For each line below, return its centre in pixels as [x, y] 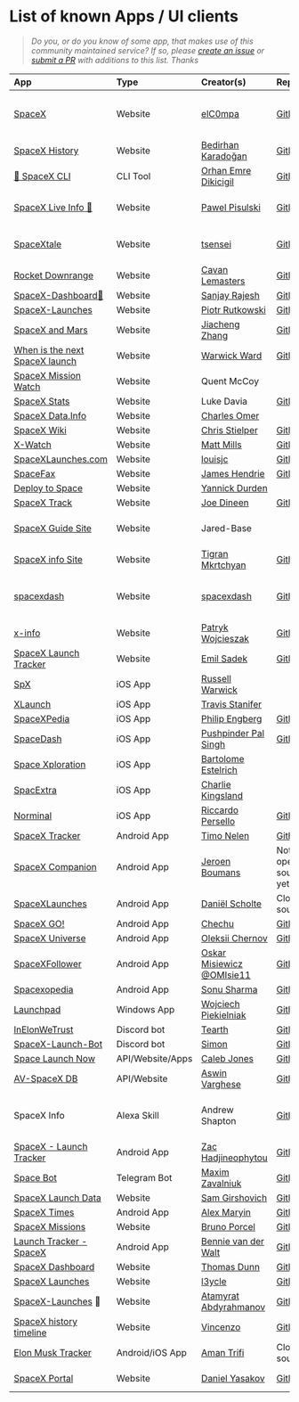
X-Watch [32, 445]
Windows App [145, 1009]
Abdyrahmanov [233, 1307]
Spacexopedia [44, 989]
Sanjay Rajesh [231, 295]
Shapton [219, 1120]
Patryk [215, 627]
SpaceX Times [44, 1212]
